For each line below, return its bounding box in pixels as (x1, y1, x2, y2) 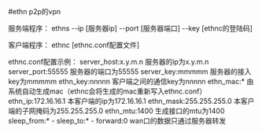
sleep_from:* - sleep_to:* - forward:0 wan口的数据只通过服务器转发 (8, 116, 227, 125)
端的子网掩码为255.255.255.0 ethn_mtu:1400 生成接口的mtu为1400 (8, 106, 226, 116)
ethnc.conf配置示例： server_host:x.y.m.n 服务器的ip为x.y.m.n (8, 57, 209, 66)
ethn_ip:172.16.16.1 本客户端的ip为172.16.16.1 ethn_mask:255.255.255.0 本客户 (8, 97, 255, 105)
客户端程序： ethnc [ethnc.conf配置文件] (8, 40, 140, 50)
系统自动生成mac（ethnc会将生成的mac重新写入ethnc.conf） (8, 87, 207, 96)
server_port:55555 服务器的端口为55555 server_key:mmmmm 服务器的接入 (8, 67, 252, 76)
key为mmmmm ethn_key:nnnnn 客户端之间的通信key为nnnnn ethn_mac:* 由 (8, 77, 254, 86)
